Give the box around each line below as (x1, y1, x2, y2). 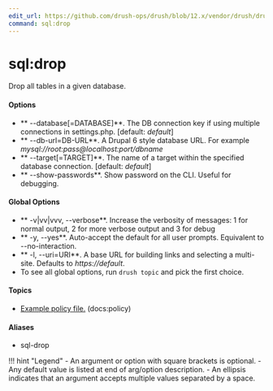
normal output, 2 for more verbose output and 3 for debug (19, 224, 215, 233)
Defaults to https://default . (36, 258, 125, 268)
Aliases (8, 322, 35, 332)
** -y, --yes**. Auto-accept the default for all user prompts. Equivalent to (19, 232, 264, 242)
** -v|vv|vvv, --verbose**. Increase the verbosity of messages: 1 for (19, 215, 249, 224)
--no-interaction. (19, 241, 77, 250)
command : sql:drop (8, 20, 71, 28)
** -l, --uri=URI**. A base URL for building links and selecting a (19, 250, 234, 259)
